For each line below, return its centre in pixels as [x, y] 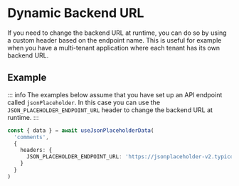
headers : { [36, 151]
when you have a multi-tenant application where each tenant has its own [114, 48]
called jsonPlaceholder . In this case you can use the [84, 102]
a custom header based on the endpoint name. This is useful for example [115, 40]
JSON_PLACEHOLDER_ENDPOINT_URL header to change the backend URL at [110, 110]
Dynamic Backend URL [76, 13]
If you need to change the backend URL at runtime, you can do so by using [117, 33]
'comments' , [32, 137]
